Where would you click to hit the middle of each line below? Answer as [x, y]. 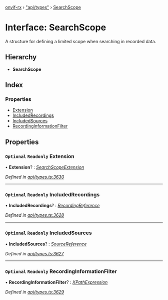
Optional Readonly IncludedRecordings [52, 195]
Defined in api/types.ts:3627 [34, 253]
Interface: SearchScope [56, 28]
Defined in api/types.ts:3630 [35, 177]
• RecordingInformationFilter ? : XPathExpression [56, 282]
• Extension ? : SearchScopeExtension [45, 167]
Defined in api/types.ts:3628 [35, 215]
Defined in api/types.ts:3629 [35, 292]
